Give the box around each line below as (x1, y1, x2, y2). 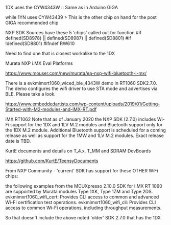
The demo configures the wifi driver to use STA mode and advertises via (5, 85, 158, 92)
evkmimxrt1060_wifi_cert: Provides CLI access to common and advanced (5, 194, 159, 200)
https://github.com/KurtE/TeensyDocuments (5, 158, 99, 164)
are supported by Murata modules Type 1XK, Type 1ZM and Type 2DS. (5, 189, 153, 194)
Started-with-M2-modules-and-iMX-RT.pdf (5, 106, 97, 112)
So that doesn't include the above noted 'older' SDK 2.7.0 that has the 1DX (5, 215, 161, 220)
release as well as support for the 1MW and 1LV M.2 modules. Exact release (5, 132, 164, 139)
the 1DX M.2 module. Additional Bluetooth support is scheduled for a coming (5, 127, 166, 133)
